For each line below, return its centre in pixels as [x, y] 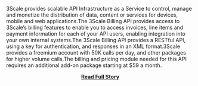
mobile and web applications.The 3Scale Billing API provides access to [93, 21]
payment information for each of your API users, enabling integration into [96, 34]
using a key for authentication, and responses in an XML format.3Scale [93, 46]
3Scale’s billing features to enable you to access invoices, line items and [95, 27]
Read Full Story [100, 77]
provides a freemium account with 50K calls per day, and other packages [96, 52]
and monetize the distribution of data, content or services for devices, [92, 15]
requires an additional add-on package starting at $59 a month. [84, 65]
